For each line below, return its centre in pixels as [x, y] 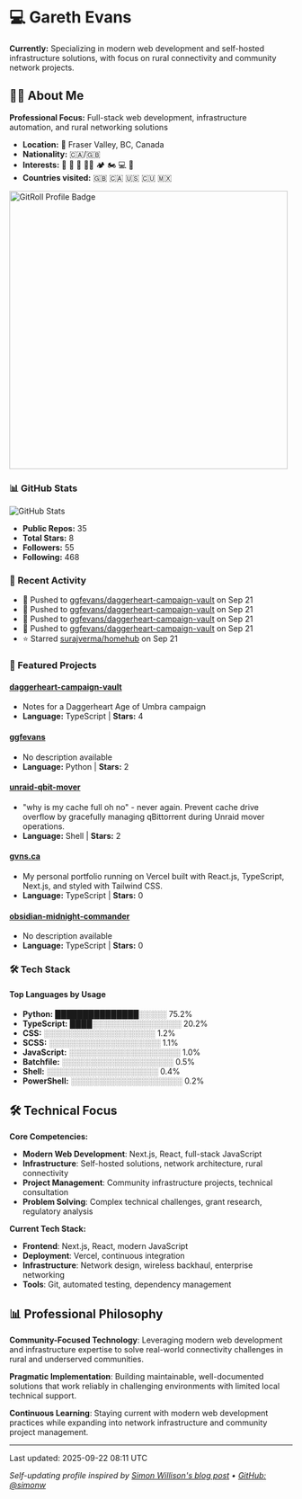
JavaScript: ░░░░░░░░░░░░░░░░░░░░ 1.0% [111, 1052]
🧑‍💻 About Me [47, 96]
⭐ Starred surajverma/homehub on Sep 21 [100, 638]
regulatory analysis [58, 1211]
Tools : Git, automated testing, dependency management [127, 1285]
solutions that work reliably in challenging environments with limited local [145, 1387]
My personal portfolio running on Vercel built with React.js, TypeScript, [153, 877]
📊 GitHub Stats [44, 488]
